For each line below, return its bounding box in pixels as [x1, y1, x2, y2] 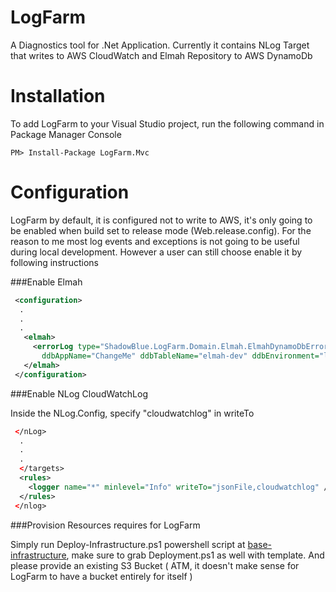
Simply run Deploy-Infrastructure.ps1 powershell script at [10, 538, 246, 550]
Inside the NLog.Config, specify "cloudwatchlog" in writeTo [10, 407, 255, 419]
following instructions [10, 256, 99, 268]
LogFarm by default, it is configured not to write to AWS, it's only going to [10, 214, 313, 226]
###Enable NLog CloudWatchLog [10, 387, 149, 400]
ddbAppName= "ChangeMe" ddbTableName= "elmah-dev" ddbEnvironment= [41, 351, 320, 361]
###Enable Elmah [10, 276, 83, 288]
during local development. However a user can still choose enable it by [10, 246, 303, 258]
